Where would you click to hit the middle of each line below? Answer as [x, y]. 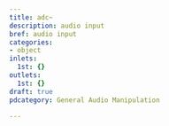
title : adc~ [31, 17]
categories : [31, 42]
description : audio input [57, 26]
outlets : [25, 75]
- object [25, 51]
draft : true [31, 91]
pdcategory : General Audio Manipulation [85, 100]
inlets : [23, 59]
